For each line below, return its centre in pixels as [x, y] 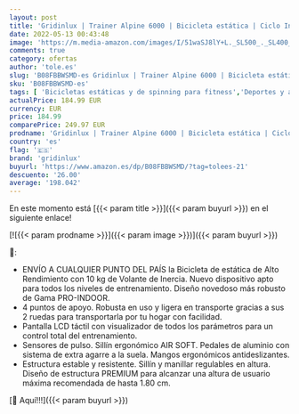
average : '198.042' [45, 183]
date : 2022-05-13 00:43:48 [59, 34]
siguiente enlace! [40, 218]
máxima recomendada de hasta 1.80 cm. [96, 383]
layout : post [33, 17]
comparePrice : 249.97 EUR [57, 126]
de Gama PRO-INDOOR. [66, 298]
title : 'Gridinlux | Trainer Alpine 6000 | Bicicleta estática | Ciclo [145, 26]
